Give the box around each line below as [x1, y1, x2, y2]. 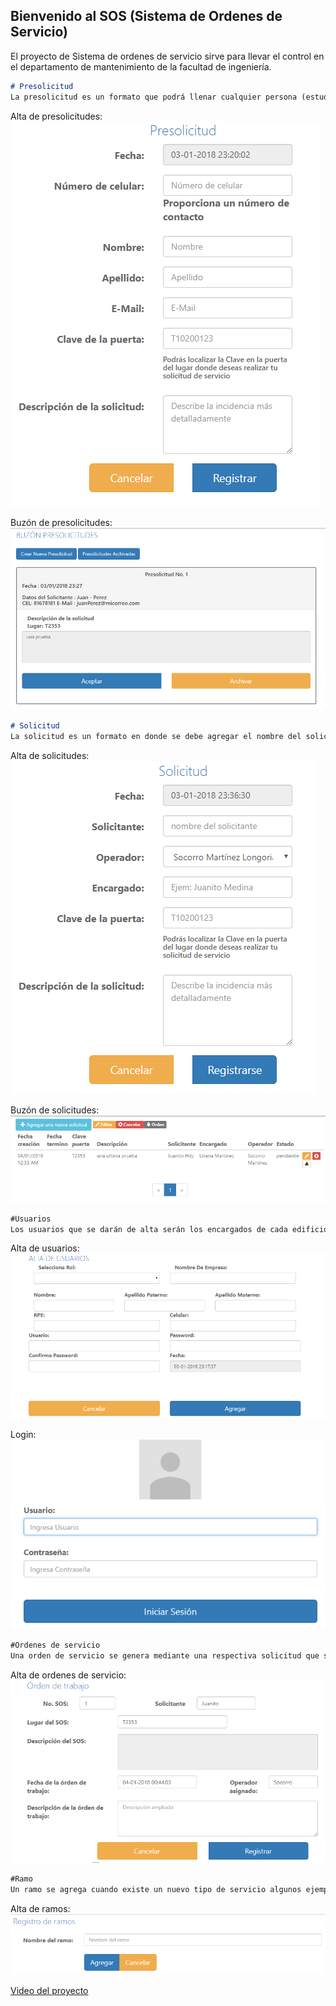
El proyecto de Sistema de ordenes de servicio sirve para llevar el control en [10, 50, 325, 62]
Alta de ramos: [10, 1902, 71, 1914]
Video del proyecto [10, 1985, 89, 1997]
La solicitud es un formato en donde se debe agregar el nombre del [10, 731, 302, 741]
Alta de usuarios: [10, 1242, 80, 1254]
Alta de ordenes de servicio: [10, 1669, 127, 1681]
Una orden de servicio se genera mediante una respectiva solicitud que [10, 1650, 320, 1661]
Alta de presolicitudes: [10, 110, 103, 122]
